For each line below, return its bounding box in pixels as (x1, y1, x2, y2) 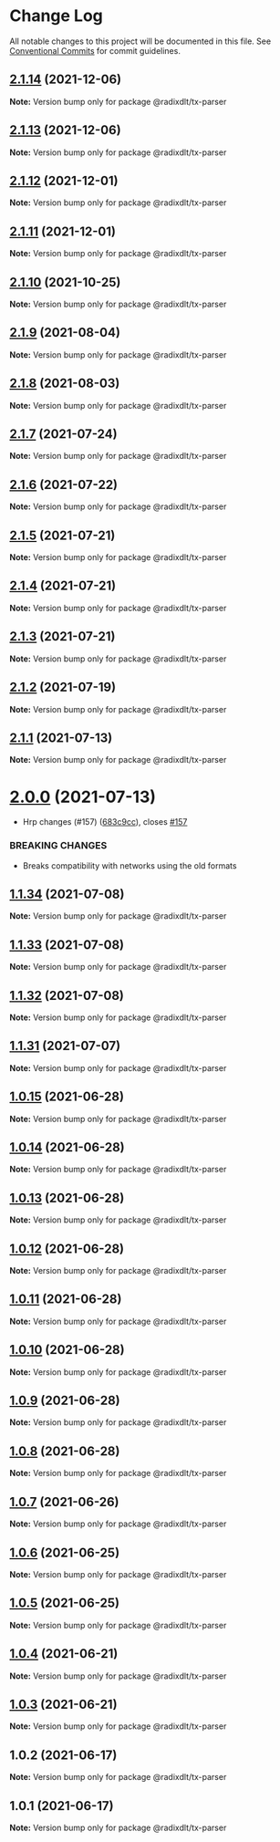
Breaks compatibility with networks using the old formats (22, 859, 237, 871)
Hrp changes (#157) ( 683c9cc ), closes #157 (22, 817, 188, 827)
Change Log (9, 5, 103, 26)
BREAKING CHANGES (9, 839, 108, 852)
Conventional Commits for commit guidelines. (9, 45, 181, 56)
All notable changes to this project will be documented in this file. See (9, 36, 272, 47)
